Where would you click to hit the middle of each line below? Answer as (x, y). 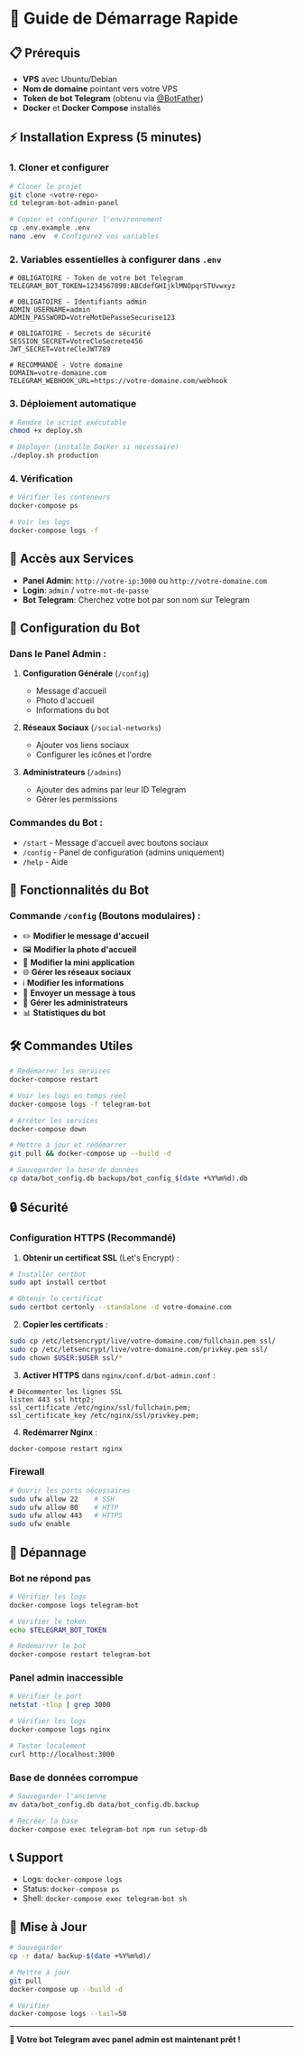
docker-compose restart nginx (66, 1449)
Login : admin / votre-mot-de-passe (86, 590)
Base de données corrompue (74, 1777)
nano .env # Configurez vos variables (84, 237)
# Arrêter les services (54, 1121)
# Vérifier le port (46, 1697)
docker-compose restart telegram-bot (80, 1655)
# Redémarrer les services (60, 1071)
